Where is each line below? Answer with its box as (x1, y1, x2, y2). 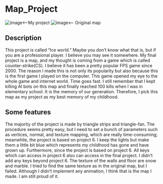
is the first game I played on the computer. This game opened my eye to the (5, 73, 158, 79)
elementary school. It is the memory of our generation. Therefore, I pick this (5, 88, 158, 94)
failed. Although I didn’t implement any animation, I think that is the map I (5, 168, 152, 174)
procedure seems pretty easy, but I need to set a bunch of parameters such (5, 126, 158, 132)
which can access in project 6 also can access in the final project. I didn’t (5, 152, 153, 158)
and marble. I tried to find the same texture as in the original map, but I (5, 163, 147, 169)
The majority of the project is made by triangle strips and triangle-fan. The (5, 121, 155, 127)
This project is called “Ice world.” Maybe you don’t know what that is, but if (5, 47, 156, 53)
